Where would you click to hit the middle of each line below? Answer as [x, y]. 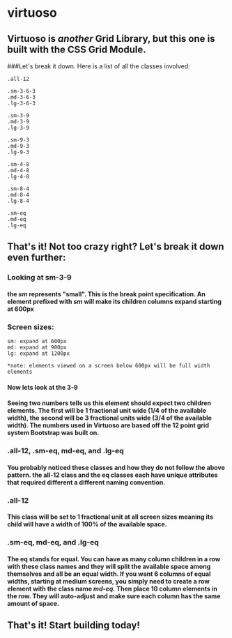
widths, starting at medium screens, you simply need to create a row [109, 581]
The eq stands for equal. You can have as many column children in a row [114, 559]
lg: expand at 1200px [39, 354]
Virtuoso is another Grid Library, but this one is [111, 39]
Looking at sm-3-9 [39, 278]
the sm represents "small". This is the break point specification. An [106, 294]
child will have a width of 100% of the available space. [87, 524]
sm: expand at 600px [37, 342]
